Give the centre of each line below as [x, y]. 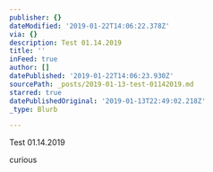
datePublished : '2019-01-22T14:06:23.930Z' [92, 76]
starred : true [36, 92]
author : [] [30, 68]
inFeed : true [34, 59]
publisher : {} [36, 17]
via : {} [24, 34]
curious [23, 160]
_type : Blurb [34, 109]
